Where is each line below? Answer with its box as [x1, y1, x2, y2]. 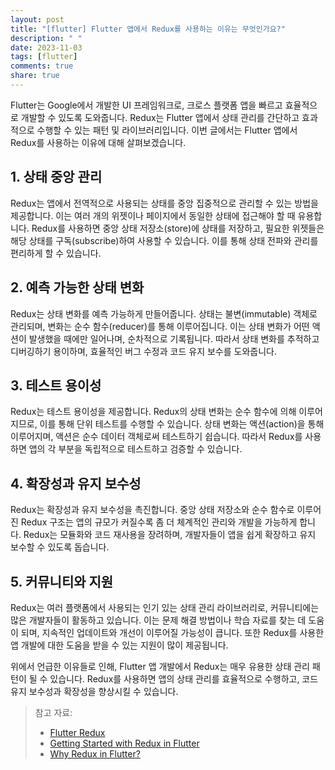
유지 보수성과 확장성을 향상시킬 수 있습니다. [10, 685, 179, 697]
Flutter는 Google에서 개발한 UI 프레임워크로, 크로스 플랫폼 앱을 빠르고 [10, 99, 283, 111]
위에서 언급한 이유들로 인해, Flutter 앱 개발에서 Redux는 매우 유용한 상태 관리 [10, 660, 310, 672]
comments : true [10, 61, 74, 71]
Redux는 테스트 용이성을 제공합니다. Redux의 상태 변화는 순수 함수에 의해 [10, 406, 297, 418]
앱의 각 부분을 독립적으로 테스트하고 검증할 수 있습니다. [28, 443, 243, 455]
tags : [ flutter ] [10, 52, 78, 62]
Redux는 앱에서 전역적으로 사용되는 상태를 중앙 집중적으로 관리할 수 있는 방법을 [10, 197, 319, 209]
